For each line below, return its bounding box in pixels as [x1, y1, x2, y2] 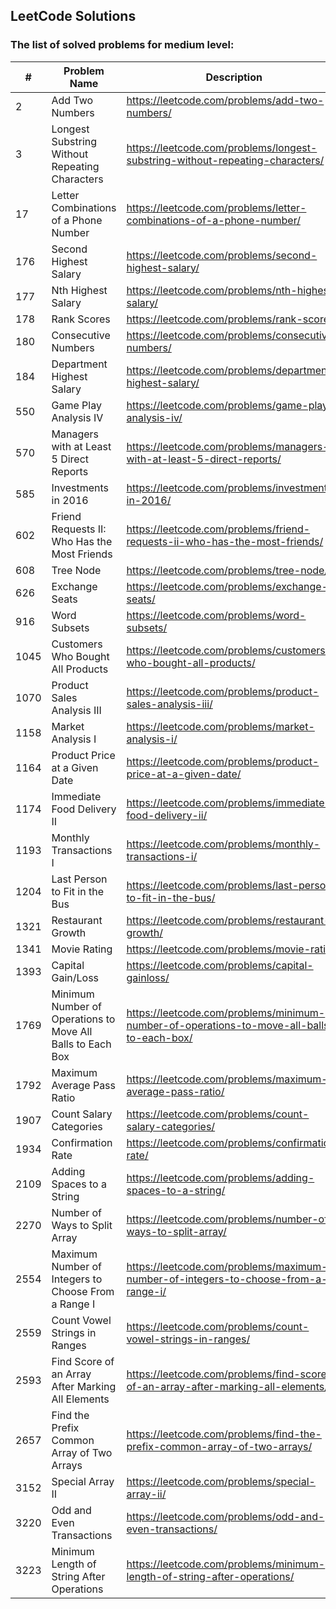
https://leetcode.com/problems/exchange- [126, 579, 329, 593]
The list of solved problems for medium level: [10, 38, 235, 52]
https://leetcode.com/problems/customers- [126, 643, 333, 657]
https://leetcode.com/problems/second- [126, 248, 318, 262]
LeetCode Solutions [10, 8, 137, 25]
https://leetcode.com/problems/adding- [126, 1170, 315, 1184]
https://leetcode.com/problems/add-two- [126, 93, 325, 107]
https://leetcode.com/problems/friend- [126, 522, 311, 536]
